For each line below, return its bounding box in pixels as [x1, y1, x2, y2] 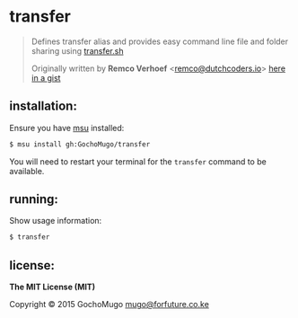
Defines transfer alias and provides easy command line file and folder [31, 36, 289, 47]
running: [9, 191, 58, 208]
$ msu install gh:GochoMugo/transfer [9, 139, 151, 149]
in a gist [31, 72, 61, 83]
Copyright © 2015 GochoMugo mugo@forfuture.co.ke [9, 299, 209, 310]
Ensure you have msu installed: [9, 122, 125, 133]
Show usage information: [9, 216, 102, 226]
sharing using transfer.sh [31, 45, 124, 56]
